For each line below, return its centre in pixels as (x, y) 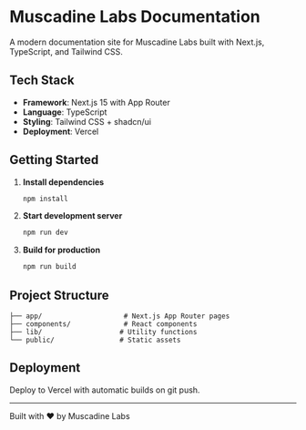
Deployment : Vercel (61, 131)
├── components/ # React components (103, 324)
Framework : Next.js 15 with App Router (96, 102)
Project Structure (59, 295)
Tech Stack (42, 81)
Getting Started (54, 160)
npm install (45, 199)
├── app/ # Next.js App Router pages (120, 316)
